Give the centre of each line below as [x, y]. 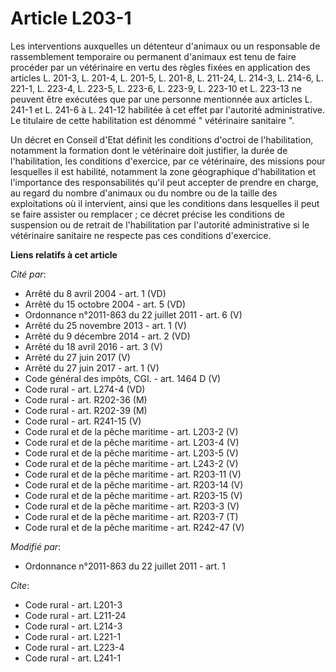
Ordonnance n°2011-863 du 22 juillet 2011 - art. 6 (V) [133, 314]
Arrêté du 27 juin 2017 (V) [77, 357]
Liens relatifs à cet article [64, 254]
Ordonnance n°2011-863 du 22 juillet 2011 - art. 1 [125, 566]
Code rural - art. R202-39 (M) [86, 410]
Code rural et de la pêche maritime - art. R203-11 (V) [133, 474]
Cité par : [28, 274]
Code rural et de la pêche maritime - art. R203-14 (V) [134, 484]
